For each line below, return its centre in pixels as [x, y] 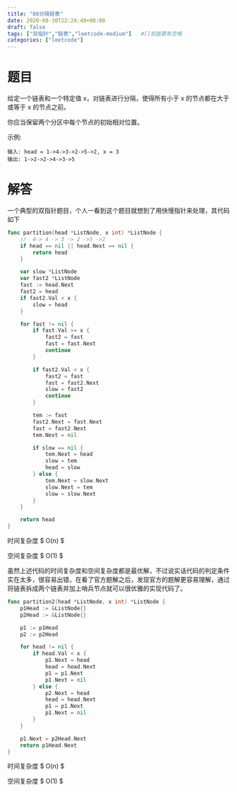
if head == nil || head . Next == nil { [77, 246]
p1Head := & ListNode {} [53, 608]
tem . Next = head [69, 454]
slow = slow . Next [71, 494]
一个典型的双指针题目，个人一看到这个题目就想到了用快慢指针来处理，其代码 [119, 210]
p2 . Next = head [67, 693]
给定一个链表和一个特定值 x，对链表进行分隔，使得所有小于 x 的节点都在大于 [119, 98]
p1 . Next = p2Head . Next [53, 739]
